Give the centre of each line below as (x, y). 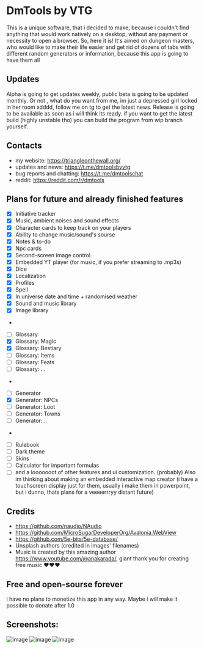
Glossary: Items (35, 355)
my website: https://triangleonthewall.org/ (68, 160)
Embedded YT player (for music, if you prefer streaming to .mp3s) (98, 262)
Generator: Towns (38, 414)
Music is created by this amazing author (65, 552)
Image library (32, 310)
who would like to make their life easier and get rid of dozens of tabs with (99, 47)
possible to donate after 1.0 (41, 605)
